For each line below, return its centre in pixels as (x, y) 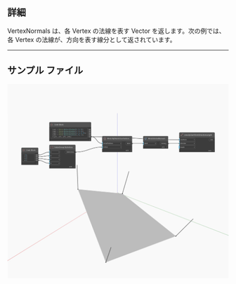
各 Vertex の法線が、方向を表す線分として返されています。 (92, 39)
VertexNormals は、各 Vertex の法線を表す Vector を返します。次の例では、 (116, 31)
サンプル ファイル (45, 70)
